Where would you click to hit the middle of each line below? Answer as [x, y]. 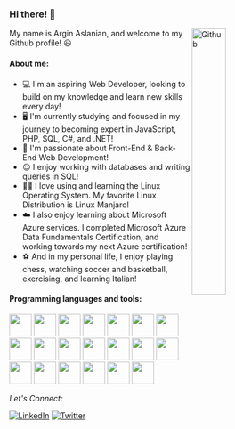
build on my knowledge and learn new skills [102, 96]
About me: [29, 63]
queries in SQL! [50, 176]
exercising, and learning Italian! [79, 279]
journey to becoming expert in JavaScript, [99, 129]
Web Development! [74, 157]
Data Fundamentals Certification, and [90, 237]
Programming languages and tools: [76, 299]
